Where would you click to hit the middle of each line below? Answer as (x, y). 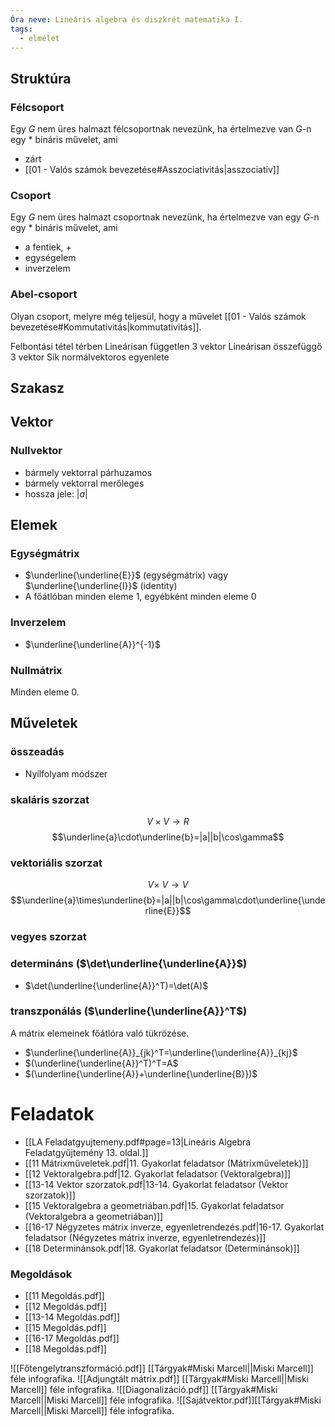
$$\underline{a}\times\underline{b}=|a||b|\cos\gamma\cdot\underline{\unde (168, 900)
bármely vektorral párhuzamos (88, 472)
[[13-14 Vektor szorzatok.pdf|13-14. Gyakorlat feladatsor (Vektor (156, 1184)
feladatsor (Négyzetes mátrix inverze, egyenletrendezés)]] (145, 1237)
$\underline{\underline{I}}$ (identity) (101, 586)
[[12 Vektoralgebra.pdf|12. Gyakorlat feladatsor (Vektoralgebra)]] (158, 1173)
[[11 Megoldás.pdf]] (64, 1296)
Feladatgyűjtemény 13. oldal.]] (86, 1152)
